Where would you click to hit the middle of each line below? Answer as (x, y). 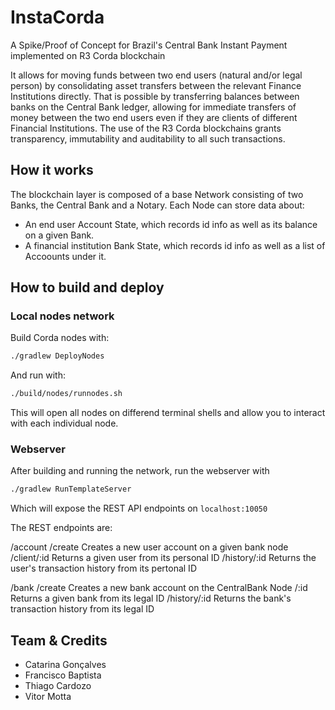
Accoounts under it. (65, 256)
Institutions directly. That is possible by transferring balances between (155, 96)
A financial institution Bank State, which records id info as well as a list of (175, 245)
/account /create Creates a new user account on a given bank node (149, 547)
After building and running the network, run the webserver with (140, 471)
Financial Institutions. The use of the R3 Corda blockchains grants (146, 128)
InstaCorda (57, 17)
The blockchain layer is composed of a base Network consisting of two (157, 194)
